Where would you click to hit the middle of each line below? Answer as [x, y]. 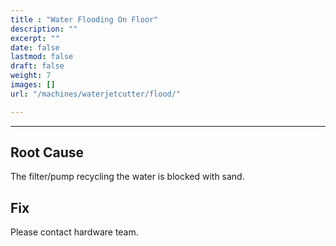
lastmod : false [42, 57]
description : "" [44, 29]
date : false [35, 47]
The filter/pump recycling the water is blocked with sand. [127, 177]
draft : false [37, 66]
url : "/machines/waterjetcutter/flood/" [96, 94]
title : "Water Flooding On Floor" [84, 19]
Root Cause [47, 152]
